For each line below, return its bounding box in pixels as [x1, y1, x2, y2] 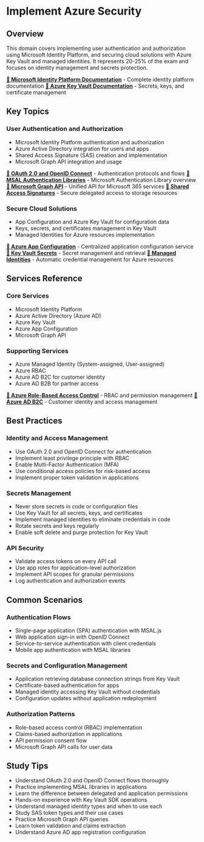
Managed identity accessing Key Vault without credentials [15, 688, 161, 695]
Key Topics [6, 107, 50, 117]
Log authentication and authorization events [15, 577, 126, 584]
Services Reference [6, 273, 83, 284]
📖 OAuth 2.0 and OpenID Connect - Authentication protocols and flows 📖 [6, 169, 190, 177]
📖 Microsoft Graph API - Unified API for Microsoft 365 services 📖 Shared [6, 183, 189, 190]
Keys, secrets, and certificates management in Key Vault [15, 224, 157, 232]
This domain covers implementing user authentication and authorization [6, 44, 186, 52]
